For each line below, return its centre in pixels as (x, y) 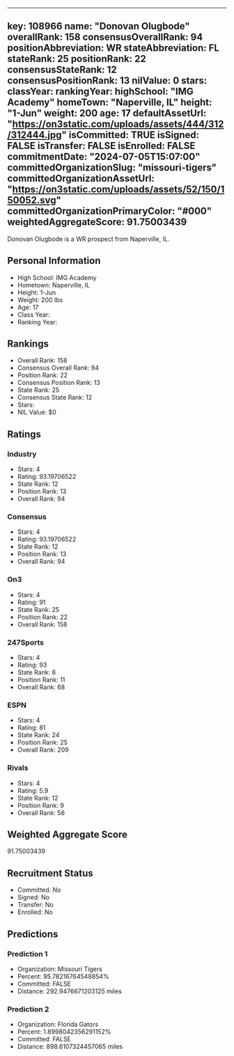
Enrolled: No (35, 912)
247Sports (25, 643)
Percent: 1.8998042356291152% (64, 1032)
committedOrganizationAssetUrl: (81, 179)
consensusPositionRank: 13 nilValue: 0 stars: (107, 81)
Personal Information (54, 261)
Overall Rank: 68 (41, 687)
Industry (22, 454)
